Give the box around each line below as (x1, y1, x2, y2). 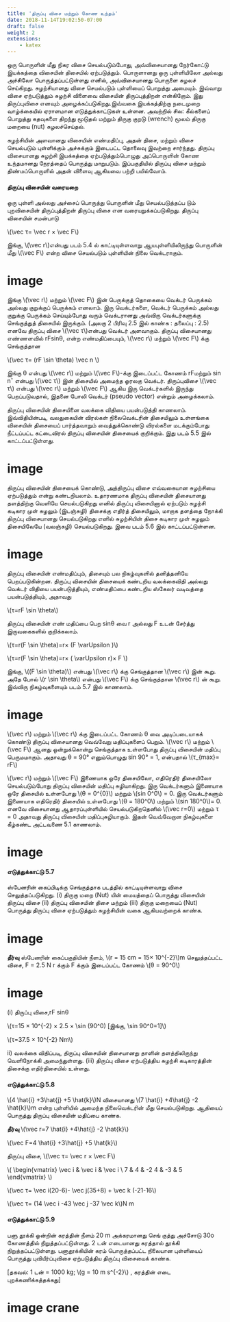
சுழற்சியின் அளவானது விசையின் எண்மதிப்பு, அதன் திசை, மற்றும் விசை (7, 136, 194, 144)
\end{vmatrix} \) (7, 1173, 53, 1182)
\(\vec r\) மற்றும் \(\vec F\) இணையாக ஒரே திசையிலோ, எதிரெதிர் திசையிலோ (7, 773, 212, 782)
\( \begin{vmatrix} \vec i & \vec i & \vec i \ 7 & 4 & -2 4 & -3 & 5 (7, 1166, 183, 1174)
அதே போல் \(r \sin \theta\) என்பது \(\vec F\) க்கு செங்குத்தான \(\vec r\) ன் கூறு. (7, 675, 221, 684)
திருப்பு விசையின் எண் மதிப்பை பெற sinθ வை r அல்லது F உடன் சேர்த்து (7, 619, 195, 627)
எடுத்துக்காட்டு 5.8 (7, 1080, 55, 1088)
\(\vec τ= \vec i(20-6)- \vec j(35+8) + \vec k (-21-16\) (7, 1186, 157, 1195)
